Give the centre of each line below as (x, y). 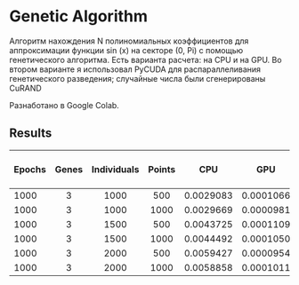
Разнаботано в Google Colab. (65, 105)
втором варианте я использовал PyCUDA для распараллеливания (135, 69)
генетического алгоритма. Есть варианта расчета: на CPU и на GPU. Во (145, 59)
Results (31, 134)
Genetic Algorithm (79, 16)
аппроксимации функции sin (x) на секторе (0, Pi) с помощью (126, 50)
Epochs (30, 169)
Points (162, 169)
